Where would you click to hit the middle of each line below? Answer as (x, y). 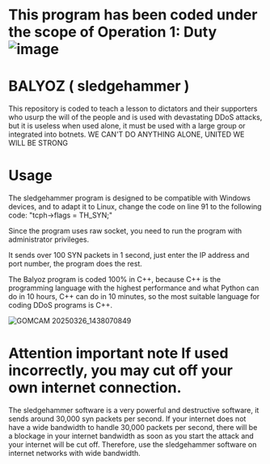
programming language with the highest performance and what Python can (134, 288)
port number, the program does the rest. (76, 264)
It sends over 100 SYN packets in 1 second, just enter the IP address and (129, 255)
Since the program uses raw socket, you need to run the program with (125, 231)
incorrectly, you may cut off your (120, 371)
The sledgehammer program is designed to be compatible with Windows (129, 198)
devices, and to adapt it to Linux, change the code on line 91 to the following (135, 207)
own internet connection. (95, 388)
